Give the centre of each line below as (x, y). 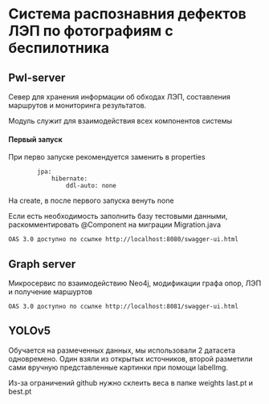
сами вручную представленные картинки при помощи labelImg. (118, 367)
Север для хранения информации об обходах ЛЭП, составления (120, 97)
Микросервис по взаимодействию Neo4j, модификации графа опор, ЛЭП (135, 283)
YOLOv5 (29, 331)
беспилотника (59, 48)
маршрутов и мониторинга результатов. (77, 105)
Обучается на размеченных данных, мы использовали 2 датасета (122, 350)
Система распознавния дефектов (127, 14)
